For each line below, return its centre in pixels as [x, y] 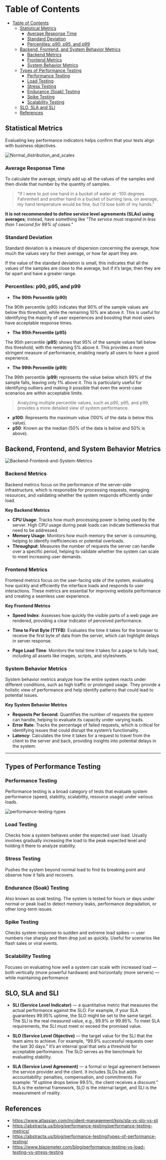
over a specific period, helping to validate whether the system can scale [85, 551]
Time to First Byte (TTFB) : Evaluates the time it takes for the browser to [85, 630]
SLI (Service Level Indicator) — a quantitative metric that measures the [85, 1005]
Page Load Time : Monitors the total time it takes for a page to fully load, [85, 651]
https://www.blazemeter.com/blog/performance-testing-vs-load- [79, 1147]
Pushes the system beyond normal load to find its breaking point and [75, 869]
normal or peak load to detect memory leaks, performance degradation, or [81, 904]
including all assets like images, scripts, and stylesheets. [70, 656]
